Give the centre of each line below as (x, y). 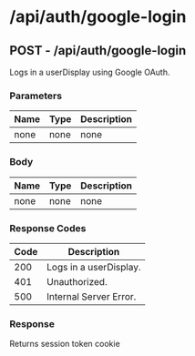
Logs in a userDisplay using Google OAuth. (90, 72)
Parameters (36, 96)
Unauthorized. (77, 281)
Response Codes (48, 228)
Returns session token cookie (65, 344)
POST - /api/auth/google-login (98, 51)
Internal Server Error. (92, 296)
